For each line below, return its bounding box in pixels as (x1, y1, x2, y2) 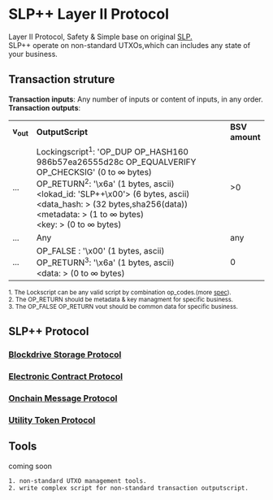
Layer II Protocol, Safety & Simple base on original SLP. (8, 32, 193, 41)
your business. (8, 49, 58, 59)
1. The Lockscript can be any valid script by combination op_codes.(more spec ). (8, 288, 232, 297)
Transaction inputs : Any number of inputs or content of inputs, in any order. (8, 94, 264, 104)
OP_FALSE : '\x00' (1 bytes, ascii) (36, 246, 165, 257)
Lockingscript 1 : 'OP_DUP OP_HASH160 (36, 144, 189, 158)
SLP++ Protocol (8, 324, 89, 338)
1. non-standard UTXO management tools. (8, 476, 148, 485)
